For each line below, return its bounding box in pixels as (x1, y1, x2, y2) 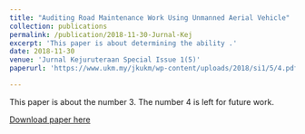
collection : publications (9, 22, 107, 31)
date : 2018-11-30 (9, 47, 75, 56)
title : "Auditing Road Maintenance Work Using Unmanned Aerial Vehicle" (9, 13, 290, 23)
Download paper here (9, 114, 91, 125)
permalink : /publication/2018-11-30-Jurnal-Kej (9, 30, 193, 39)
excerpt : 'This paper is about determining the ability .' (9, 38, 238, 48)
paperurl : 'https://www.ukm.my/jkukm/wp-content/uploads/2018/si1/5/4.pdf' (9, 64, 302, 73)
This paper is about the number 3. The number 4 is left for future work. (9, 96, 275, 107)
